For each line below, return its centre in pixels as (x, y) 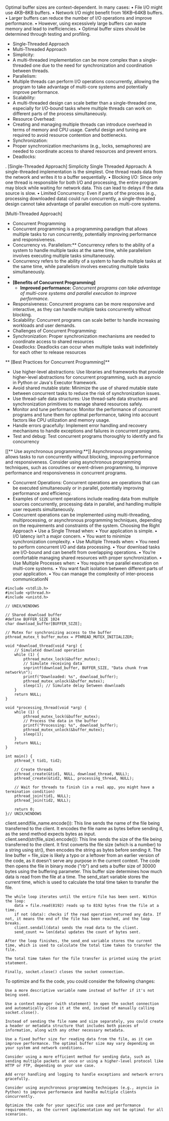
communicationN (30, 579)
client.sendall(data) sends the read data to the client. (76, 928)
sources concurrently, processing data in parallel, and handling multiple (87, 504)
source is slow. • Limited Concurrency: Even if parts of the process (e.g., (81, 193)
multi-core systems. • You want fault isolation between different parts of (88, 568)
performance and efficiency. (42, 493)
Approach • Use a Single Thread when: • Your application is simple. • (85, 531)
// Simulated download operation (49, 650)
